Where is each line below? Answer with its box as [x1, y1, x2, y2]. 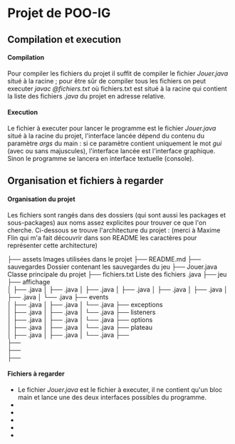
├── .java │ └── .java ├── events [7, 292, 109, 301]
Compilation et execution [7, 33, 121, 46]
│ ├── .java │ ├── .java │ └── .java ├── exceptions [7, 300, 163, 309]
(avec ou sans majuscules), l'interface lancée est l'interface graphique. [7, 146, 216, 155]
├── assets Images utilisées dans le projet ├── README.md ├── [7, 254, 202, 263]
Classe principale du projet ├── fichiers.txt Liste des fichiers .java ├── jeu [7, 269, 227, 279]
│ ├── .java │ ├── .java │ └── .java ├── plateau [7, 323, 153, 331]
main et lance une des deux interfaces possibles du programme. [17, 393, 207, 401]
